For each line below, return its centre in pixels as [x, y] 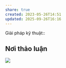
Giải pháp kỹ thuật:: [25, 33]
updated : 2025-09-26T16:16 [33, 19]
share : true [17, 10]
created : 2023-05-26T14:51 [33, 14]
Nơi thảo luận [26, 48]
